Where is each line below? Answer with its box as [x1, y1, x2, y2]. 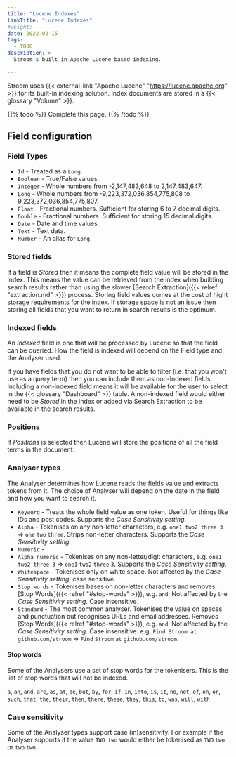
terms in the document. [7, 445, 75, 454]
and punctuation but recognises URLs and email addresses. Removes [17, 612, 219, 620]
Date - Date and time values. [17, 219, 100, 228]
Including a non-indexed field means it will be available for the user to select [7, 382, 228, 390]
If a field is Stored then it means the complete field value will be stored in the [7, 268, 229, 276]
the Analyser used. [7, 354, 62, 362]
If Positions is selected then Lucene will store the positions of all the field [7, 438, 218, 447]
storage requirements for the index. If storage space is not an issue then [7, 298, 216, 306]
